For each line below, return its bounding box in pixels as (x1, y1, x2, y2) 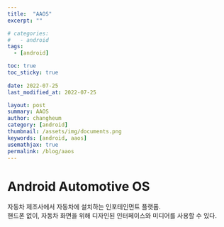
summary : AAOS (7, 108, 50, 116)
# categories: (7, 30, 50, 37)
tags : (7, 43, 23, 50)
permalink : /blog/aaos (7, 148, 74, 155)
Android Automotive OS (7, 178, 150, 194)
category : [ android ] (7, 121, 69, 128)
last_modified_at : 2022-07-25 (7, 89, 97, 96)
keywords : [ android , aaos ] (7, 134, 87, 142)
